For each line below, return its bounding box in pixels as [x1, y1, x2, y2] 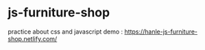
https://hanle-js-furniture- [124, 27, 198, 36]
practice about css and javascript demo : [8, 27, 123, 36]
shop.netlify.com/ [8, 34, 58, 42]
